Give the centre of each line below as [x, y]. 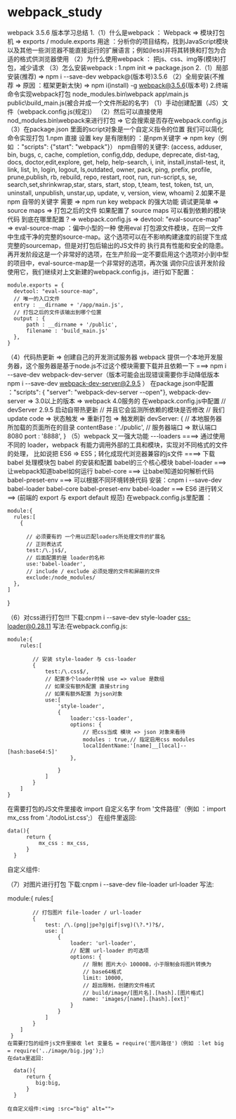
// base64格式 [102, 971]
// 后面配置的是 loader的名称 [65, 558]
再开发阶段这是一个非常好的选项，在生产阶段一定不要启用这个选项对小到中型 [118, 254]
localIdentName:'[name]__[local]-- [135, 745]
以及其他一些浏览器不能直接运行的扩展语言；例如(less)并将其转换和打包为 [114, 50]
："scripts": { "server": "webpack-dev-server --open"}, [87, 392]
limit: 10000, [103, 978]
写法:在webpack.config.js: [90, 626]
